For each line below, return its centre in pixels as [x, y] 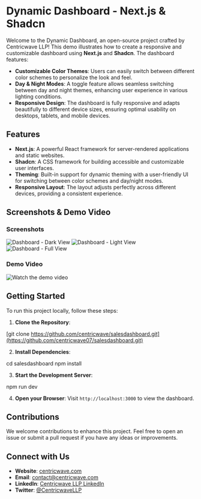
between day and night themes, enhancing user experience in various [101, 90]
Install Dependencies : [43, 352]
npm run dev [22, 386]
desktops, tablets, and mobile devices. [62, 116]
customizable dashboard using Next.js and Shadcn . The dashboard [90, 53]
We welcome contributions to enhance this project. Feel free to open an [95, 431]
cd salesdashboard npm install [44, 363]
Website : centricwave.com [48, 471]
